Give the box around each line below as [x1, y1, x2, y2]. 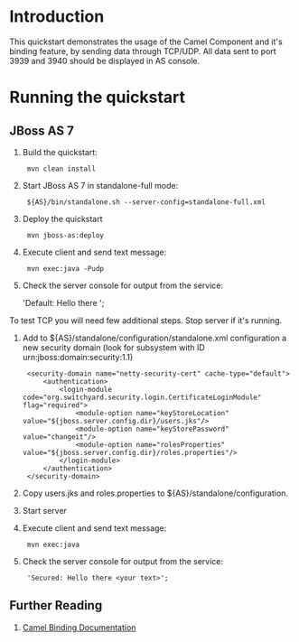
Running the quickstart [9, 88, 186, 107]
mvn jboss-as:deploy [26, 230, 104, 240]
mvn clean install [26, 164, 97, 173]
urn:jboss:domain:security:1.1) [22, 351, 134, 362]
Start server [22, 505, 68, 516]
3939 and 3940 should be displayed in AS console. [9, 55, 201, 66]
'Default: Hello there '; [22, 297, 105, 308]
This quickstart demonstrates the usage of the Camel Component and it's [9, 36, 283, 47]
